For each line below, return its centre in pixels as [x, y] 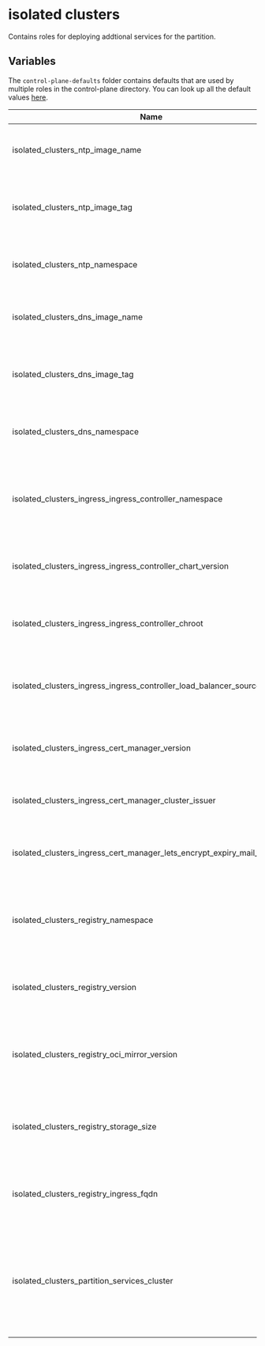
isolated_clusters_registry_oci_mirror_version [95, 1054]
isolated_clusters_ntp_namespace [75, 264]
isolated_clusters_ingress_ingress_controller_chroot [108, 623]
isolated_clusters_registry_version [74, 987]
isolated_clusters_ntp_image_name [77, 149]
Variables [32, 61]
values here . [28, 97]
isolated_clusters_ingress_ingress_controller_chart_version [120, 565]
